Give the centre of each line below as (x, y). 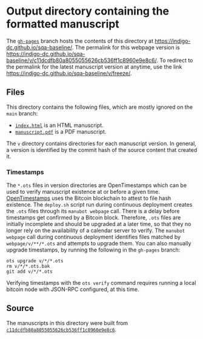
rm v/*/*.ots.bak (28, 266)
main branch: (22, 113)
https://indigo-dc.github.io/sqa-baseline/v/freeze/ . (69, 73)
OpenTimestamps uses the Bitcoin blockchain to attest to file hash (89, 198)
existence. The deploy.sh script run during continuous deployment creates (99, 205)
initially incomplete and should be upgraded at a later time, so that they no (99, 224)
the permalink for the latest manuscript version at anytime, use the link (94, 67)
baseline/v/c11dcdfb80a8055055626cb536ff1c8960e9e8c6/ (82, 60)
